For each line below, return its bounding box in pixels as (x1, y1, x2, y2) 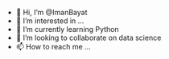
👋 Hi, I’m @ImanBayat (15, 8, 88, 17)
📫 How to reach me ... (15, 42, 91, 51)
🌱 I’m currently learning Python (15, 25, 119, 33)
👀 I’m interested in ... (15, 16, 84, 26)
